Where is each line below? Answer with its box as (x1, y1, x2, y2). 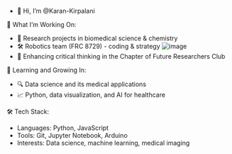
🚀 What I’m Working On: (6, 20, 77, 28)
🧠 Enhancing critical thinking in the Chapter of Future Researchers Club (16, 52, 226, 60)
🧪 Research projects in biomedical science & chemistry (16, 34, 178, 42)
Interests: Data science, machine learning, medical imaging (16, 138, 190, 147)
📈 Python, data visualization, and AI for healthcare (16, 90, 166, 99)
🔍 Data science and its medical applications (16, 80, 147, 88)
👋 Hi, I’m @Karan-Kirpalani (16, 7, 95, 15)
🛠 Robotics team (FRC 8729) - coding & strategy (16, 42, 160, 50)
